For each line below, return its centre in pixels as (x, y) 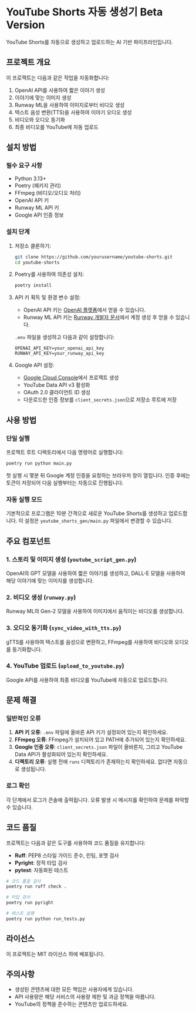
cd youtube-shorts (37, 263)
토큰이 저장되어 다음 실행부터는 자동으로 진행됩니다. (65, 483)
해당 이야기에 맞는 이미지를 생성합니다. (50, 580)
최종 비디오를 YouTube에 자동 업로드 (56, 127)
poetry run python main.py (39, 464)
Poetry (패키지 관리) (38, 185)
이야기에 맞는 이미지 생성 (43, 97)
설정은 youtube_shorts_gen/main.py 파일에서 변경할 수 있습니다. (99, 521)
